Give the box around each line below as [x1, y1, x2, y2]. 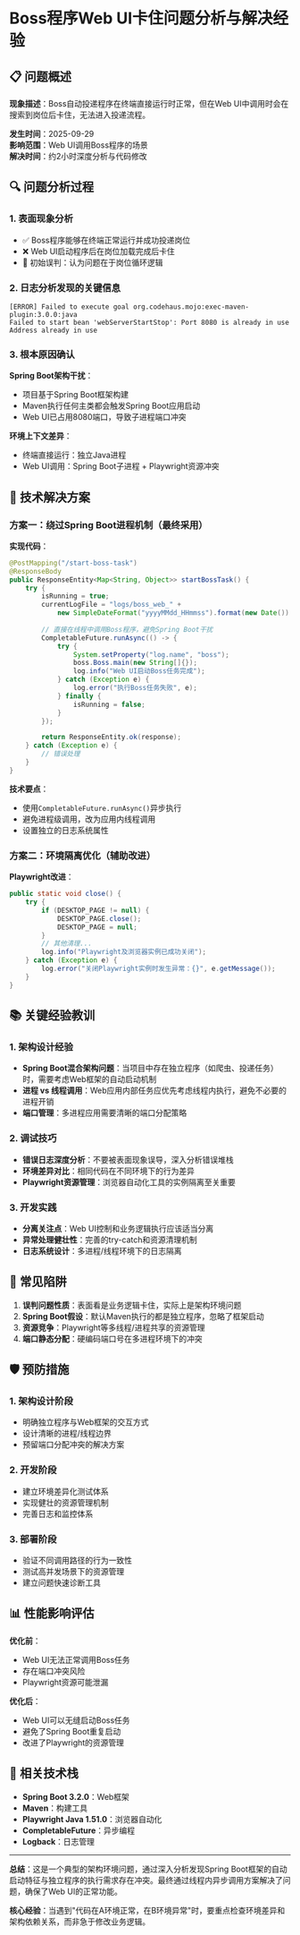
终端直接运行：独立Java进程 [21, 449, 127, 461]
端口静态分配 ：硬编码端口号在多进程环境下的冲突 [21, 1333, 203, 1343]
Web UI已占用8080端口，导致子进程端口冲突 [21, 412, 187, 422]
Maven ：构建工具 [21, 1803, 87, 1813]
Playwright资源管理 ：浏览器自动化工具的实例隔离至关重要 [21, 1176, 237, 1187]
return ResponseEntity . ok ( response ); [41, 733, 181, 742]
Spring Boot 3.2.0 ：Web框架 [21, 1791, 129, 1802]
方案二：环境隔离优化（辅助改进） [9, 849, 156, 862]
